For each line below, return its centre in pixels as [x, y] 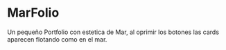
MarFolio [33, 13]
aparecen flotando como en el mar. [57, 39]
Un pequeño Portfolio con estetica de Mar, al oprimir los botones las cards [113, 32]
